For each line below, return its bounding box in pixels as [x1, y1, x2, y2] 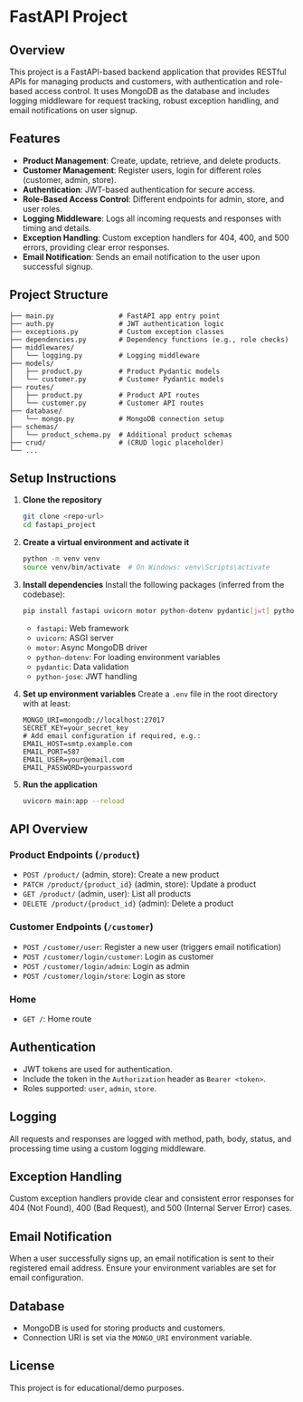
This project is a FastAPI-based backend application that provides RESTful [9, 66, 287, 77]
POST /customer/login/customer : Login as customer [22, 951, 214, 962]
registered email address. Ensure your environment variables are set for [9, 1263, 277, 1273]
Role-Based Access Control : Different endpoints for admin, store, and [22, 193, 285, 205]
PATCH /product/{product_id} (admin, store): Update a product [22, 879, 257, 889]
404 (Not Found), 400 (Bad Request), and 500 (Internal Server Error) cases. [9, 1203, 292, 1214]
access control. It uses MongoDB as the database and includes [34, 86, 270, 96]
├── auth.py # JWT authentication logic [9, 319, 224, 328]
